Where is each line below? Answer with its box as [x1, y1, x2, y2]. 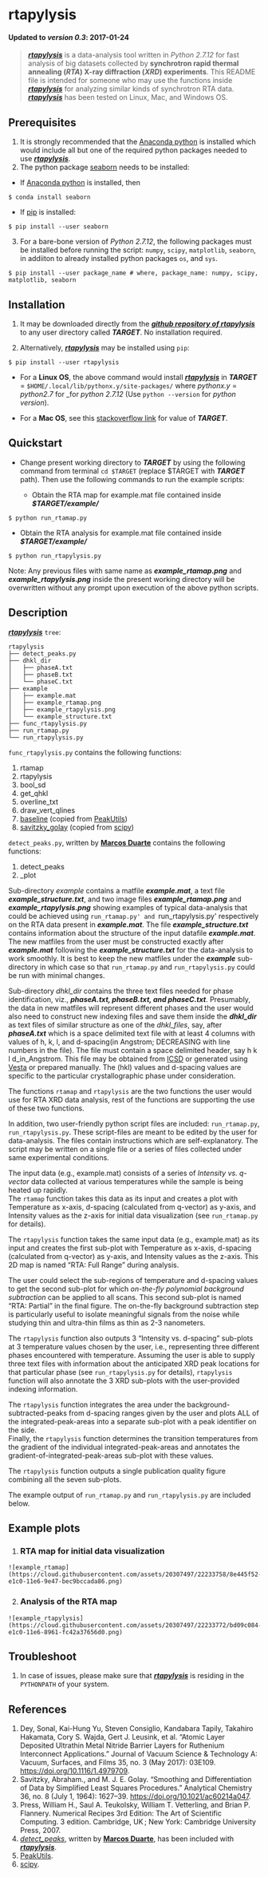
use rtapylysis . [19, 154, 71, 164]
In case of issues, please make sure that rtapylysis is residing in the [19, 1671, 245, 1681]
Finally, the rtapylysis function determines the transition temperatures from [8, 1433, 258, 1443]
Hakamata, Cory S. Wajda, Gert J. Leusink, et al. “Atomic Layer [19, 1732, 226, 1742]
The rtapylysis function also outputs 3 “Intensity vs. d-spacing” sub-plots [8, 1333, 254, 1343]
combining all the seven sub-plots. [8, 1475, 122, 1484]
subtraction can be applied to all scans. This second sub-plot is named [8, 1292, 242, 1302]
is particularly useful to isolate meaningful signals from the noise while [8, 1309, 240, 1319]
